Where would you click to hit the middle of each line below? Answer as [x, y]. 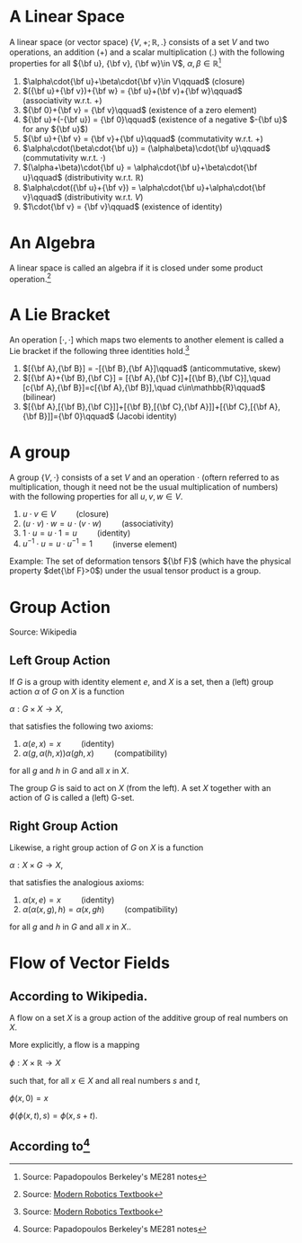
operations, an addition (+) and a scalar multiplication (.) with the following [147, 52]
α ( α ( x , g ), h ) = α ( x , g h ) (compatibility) [100, 909]
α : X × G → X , [36, 865]
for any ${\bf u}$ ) [55, 129]
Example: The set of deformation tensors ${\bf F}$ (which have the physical [151, 561]
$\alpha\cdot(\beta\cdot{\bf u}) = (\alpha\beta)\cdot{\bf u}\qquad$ [147, 148]
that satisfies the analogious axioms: [77, 882]
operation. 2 [31, 278]
